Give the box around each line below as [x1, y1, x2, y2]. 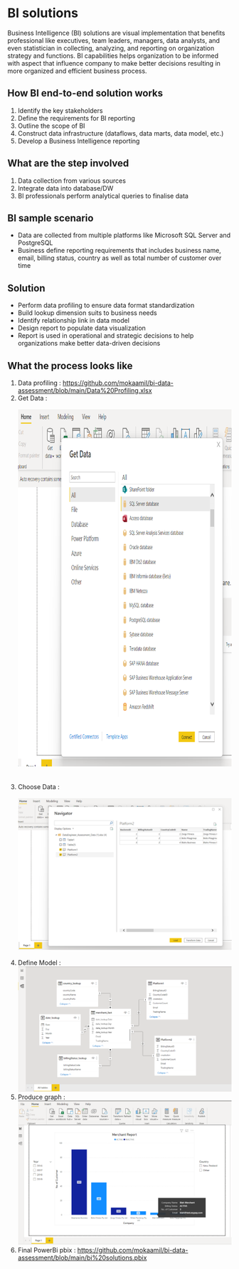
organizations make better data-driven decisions [17, 339, 161, 348]
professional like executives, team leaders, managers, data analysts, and [7, 36, 221, 44]
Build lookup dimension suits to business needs [17, 309, 158, 317]
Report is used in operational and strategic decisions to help [17, 331, 194, 340]
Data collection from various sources [17, 176, 127, 185]
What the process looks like [7, 359, 133, 372]
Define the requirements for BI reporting [17, 114, 135, 122]
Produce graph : [17, 1093, 65, 1101]
